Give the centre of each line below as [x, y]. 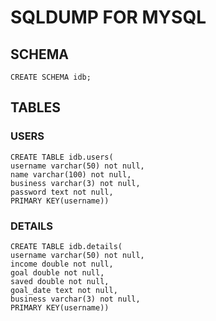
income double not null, [62, 264]
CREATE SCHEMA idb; [51, 77]
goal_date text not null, [64, 290]
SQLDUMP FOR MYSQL [108, 17]
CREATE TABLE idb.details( [66, 246]
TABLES [36, 107]
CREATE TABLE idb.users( [62, 157]
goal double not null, [57, 272]
